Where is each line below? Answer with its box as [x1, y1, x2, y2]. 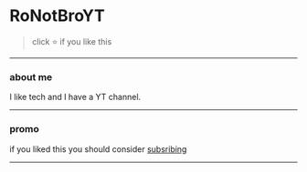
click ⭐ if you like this [31, 35, 112, 46]
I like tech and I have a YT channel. [9, 92, 142, 103]
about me [9, 70, 53, 83]
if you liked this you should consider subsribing [9, 143, 187, 155]
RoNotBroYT [9, 5, 105, 26]
